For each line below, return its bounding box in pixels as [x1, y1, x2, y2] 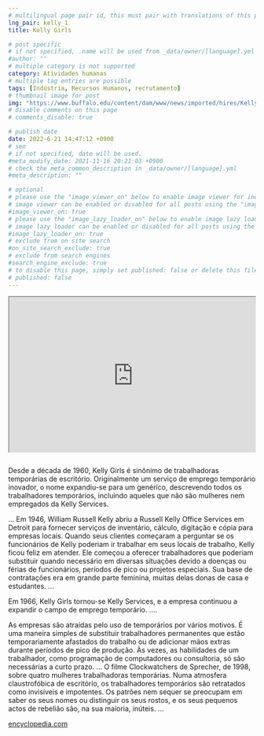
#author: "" [8, 55, 47, 63]
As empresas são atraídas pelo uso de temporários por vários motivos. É [8, 620, 244, 630]
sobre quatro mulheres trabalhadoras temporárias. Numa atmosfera [8, 671, 227, 679]
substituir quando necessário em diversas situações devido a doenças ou [8, 557, 247, 565]
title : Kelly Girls [8, 26, 72, 34]
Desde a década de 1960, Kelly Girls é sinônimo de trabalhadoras [8, 466, 219, 475]
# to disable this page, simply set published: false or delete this [8, 266, 241, 274]
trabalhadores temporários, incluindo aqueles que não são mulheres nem [8, 491, 245, 500]
